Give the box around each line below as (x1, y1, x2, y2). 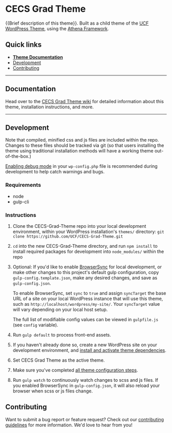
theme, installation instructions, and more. (5, 104, 94, 110)
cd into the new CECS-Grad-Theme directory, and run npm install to (12, 243, 158, 249)
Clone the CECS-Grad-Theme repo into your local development (12, 223, 146, 229)
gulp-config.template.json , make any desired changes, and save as (12, 274, 158, 281)
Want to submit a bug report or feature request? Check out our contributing (5, 416, 164, 422)
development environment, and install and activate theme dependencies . (12, 347, 166, 353)
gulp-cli (12, 199, 29, 205)
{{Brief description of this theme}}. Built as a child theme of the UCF (5, 20, 149, 26)
